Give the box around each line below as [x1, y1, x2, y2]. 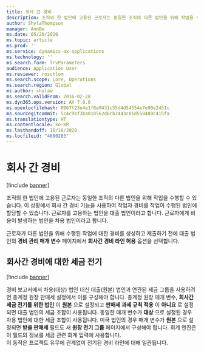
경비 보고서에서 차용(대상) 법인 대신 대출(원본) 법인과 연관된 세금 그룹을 [6, 286, 175, 293]
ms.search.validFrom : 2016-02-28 [6, 93, 91, 100]
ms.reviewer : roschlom [6, 71, 64, 77]
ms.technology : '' [6, 54, 53, 60]
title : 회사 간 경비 [6, 8, 52, 15]
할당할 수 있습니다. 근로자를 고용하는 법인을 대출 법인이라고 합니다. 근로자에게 [6, 209, 189, 216]
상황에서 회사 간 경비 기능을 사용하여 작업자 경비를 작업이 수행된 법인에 [30, 201, 197, 209]
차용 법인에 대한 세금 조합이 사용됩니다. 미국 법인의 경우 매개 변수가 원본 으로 [6, 316, 188, 323]
